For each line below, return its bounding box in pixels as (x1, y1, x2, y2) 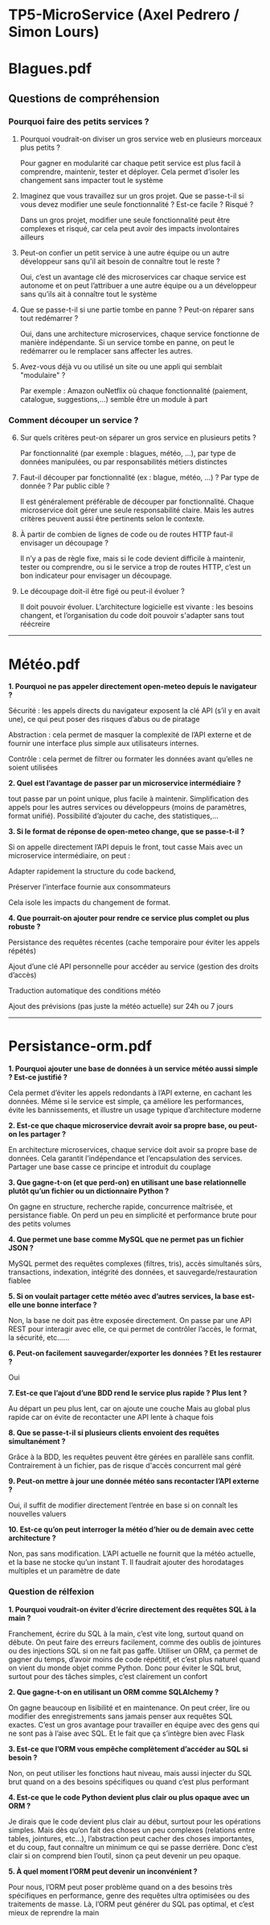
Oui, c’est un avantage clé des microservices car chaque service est (19, 272, 247, 282)
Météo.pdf (8, 655, 80, 674)
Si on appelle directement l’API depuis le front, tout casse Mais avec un (8, 842, 243, 852)
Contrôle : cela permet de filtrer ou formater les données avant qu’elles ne (8, 754, 253, 764)
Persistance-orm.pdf (8, 1037, 153, 1056)
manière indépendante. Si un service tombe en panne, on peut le (19, 338, 235, 347)
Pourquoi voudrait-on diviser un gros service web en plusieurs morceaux (19, 135, 262, 144)
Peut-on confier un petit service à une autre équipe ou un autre (19, 248, 230, 258)
